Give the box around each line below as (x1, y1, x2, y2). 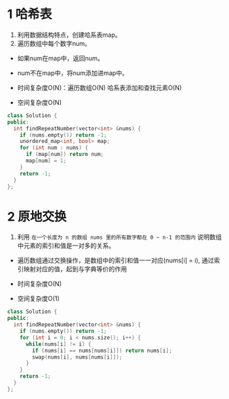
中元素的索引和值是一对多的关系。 (17, 241, 115, 250)
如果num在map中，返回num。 (17, 53, 104, 62)
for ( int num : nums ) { (19, 144, 89, 151)
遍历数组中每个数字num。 (17, 39, 92, 47)
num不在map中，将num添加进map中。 (17, 69, 128, 77)
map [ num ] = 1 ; (25, 158, 67, 164)
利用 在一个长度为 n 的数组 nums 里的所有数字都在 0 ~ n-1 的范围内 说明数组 (17, 233, 222, 241)
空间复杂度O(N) (17, 98, 62, 106)
